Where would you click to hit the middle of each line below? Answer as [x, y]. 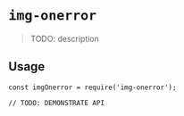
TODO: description [65, 38]
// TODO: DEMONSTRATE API [56, 103]
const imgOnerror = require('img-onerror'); [92, 87]
